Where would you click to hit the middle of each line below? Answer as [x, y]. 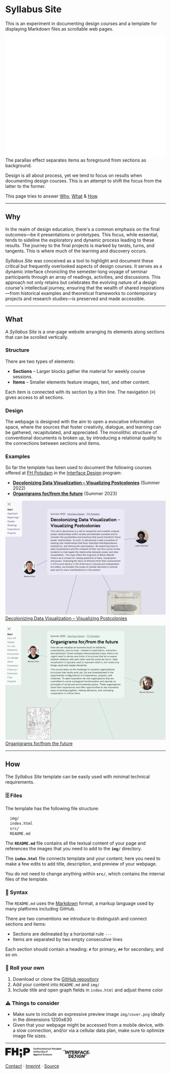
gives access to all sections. [35, 397]
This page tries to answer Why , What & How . [52, 196]
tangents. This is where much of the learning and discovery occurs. [76, 251]
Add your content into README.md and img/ [56, 984]
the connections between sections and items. [53, 443]
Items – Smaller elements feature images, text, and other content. [81, 382]
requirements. [20, 782]
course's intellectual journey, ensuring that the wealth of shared [72, 288]
